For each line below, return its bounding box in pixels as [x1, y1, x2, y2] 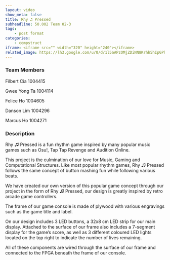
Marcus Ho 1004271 [5, 117, 47, 123]
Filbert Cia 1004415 [5, 78, 46, 84]
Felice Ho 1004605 [5, 97, 45, 104]
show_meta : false [5, 12, 42, 17]
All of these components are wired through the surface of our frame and [5, 244, 156, 251]
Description [5, 130, 35, 137]
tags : [5, 26, 17, 31]
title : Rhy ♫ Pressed [5, 17, 51, 22]
